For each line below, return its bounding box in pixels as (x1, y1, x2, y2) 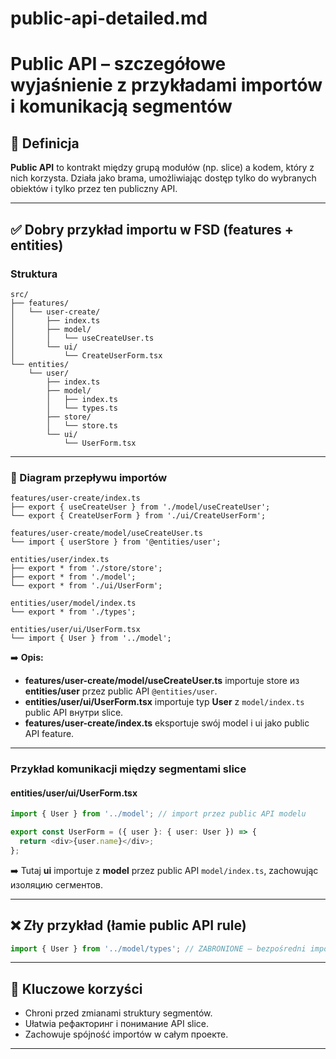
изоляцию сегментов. (10, 878, 104, 891)
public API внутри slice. (24, 707, 124, 719)
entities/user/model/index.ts (10, 598, 137, 609)
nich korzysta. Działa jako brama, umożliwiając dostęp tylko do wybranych (10, 172, 317, 184)
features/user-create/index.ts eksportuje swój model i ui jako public (24, 717, 310, 729)
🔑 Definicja (10, 135, 80, 152)
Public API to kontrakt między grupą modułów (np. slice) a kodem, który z (10, 162, 315, 174)
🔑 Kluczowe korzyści (10, 980, 143, 997)
